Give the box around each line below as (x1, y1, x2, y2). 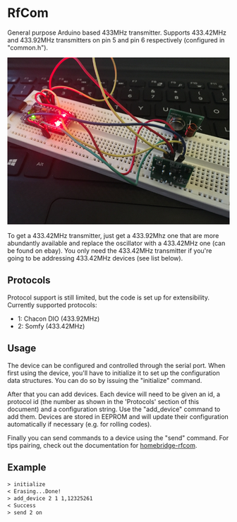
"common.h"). (7, 43, 48, 52)
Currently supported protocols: (7, 300, 97, 309)
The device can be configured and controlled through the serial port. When (7, 361, 226, 369)
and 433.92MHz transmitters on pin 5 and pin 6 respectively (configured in (7, 35, 225, 44)
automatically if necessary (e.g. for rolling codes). (7, 420, 152, 428)
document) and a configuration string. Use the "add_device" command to (7, 405, 221, 413)
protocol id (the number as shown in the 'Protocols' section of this (7, 397, 200, 405)
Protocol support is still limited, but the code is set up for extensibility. (7, 293, 210, 302)
